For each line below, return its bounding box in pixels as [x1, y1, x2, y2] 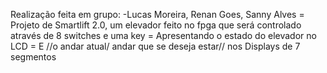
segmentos [10, 51, 57, 63]
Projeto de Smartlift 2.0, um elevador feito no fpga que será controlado [10, 19, 302, 31]
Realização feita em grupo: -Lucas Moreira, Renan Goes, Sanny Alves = [10, 9, 305, 20]
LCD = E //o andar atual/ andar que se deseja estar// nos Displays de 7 [10, 40, 301, 52]
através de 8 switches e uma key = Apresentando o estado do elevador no [10, 30, 317, 41]
